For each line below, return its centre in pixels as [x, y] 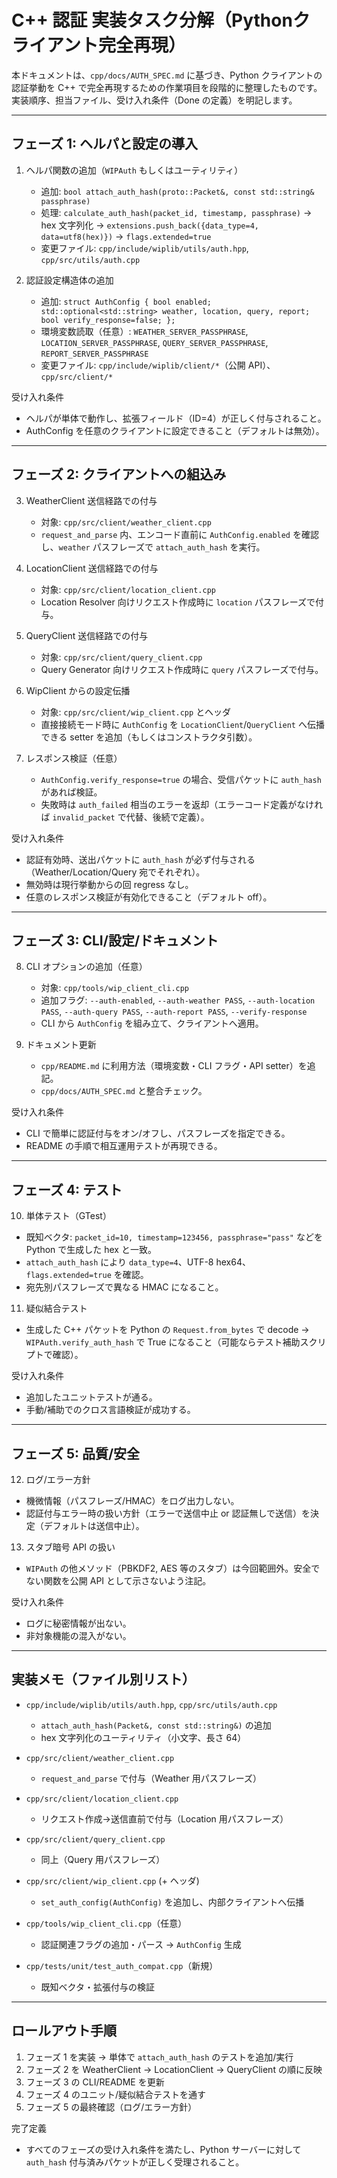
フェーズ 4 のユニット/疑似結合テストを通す [116, 2094]
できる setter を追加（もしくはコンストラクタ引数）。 [149, 737]
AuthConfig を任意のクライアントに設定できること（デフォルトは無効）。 [175, 430]
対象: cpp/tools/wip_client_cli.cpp [115, 988]
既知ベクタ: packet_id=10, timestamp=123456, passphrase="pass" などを [174, 1237]
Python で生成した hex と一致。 [91, 1250]
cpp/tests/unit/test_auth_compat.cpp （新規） [122, 1965]
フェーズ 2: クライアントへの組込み [119, 474]
